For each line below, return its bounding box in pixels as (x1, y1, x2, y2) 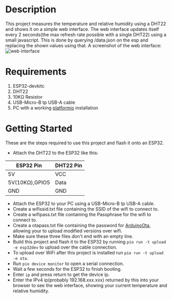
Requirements (5, 66, 67, 78)
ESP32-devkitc (12, 83, 45, 89)
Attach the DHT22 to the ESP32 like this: (12, 149, 99, 156)
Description (5, 4, 56, 15)
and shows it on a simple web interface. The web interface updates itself (5, 26, 159, 32)
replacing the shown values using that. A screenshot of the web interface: (5, 42, 162, 48)
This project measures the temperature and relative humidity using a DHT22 (5, 21, 166, 27)
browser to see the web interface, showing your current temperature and (12, 282, 167, 288)
